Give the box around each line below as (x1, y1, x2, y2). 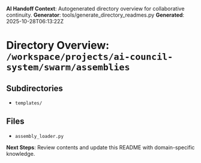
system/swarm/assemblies (6, 62, 130, 73)
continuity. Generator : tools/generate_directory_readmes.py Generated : (6, 11, 185, 19)
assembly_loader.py (14, 133, 64, 139)
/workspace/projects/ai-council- (6, 51, 173, 63)
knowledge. (6, 150, 35, 157)
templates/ (14, 100, 43, 106)
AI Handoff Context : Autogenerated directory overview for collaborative (6, 5, 185, 12)
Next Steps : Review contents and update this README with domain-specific (6, 143, 195, 151)
